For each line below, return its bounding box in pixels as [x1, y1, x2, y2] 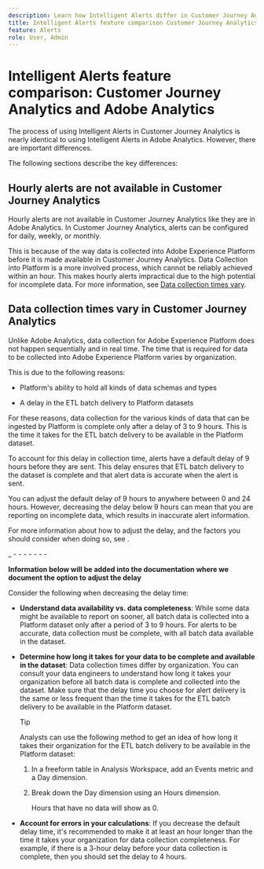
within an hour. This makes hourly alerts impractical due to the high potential [8, 272, 255, 280]
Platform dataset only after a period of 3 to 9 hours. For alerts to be [19, 620, 237, 629]
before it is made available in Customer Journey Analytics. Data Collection [8, 255, 248, 264]
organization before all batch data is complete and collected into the [19, 676, 240, 686]
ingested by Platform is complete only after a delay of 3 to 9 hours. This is [8, 421, 247, 431]
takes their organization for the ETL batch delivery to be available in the [19, 740, 251, 750]
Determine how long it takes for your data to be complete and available [19, 651, 255, 661]
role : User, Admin [8, 33, 68, 42]
